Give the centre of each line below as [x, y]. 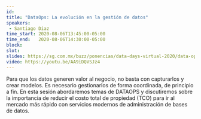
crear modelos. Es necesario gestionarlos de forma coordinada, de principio [100, 85]
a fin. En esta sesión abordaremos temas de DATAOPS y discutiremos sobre [100, 91]
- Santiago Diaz [29, 28]
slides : [16, 56]
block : [14, 45]
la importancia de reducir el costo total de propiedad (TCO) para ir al [91, 98]
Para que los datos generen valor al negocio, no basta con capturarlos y [95, 79]
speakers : [19, 23]
